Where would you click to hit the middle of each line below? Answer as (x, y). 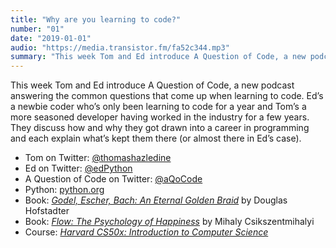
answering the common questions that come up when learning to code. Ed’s (167, 96)
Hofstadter (47, 211)
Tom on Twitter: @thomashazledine (98, 158)
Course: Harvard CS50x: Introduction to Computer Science (146, 232)
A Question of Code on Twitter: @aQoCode (113, 179)
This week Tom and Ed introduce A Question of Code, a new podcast (152, 85)
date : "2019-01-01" (51, 38)
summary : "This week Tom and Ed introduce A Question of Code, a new (158, 57)
